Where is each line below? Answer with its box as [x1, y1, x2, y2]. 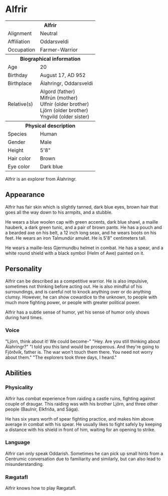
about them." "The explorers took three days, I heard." [5, 354, 117, 360]
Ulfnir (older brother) [40, 101, 89, 108]
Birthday [8, 71, 28, 78]
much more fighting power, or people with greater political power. [5, 299, 140, 305]
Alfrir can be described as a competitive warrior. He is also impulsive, [5, 278, 149, 284]
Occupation [8, 46, 36, 53]
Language [5, 439, 31, 446]
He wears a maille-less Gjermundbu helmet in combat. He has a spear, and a [5, 245, 164, 251]
